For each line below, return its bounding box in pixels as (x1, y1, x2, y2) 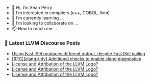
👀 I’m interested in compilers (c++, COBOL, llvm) (11, 10, 110, 16)
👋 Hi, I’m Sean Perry (11, 5, 52, 10)
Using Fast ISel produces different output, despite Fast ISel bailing (11, 51, 146, 57)
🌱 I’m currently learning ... (11, 15, 64, 20)
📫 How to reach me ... (11, 26, 57, 31)
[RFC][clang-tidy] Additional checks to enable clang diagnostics (11, 56, 142, 62)
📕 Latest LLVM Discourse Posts (4, 40, 80, 46)
